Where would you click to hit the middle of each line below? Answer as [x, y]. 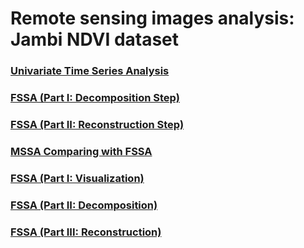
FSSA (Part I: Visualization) [77, 178]
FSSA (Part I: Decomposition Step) [95, 98]
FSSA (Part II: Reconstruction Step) [97, 124]
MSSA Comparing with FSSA [81, 151]
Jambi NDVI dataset [95, 39]
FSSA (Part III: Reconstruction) [86, 232]
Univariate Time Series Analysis [90, 71]
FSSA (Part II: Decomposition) [84, 205]
